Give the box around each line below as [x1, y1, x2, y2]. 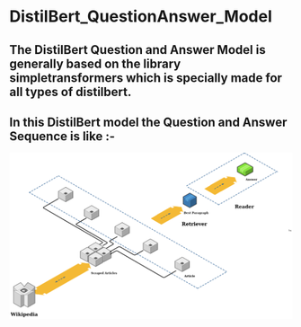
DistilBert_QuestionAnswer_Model [9, 6, 272, 27]
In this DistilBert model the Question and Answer [9, 114, 288, 129]
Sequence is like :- [9, 128, 115, 144]
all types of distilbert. [9, 84, 132, 100]
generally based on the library [9, 56, 181, 71]
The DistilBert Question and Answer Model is [9, 42, 267, 57]
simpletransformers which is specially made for [9, 70, 283, 85]
